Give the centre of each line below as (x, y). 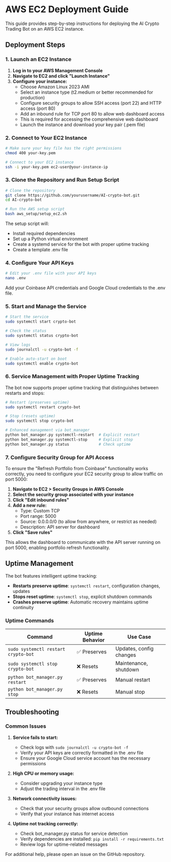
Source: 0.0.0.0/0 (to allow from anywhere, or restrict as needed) (88, 522)
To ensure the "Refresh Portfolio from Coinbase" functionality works (77, 469)
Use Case (139, 637)
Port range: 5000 (38, 516)
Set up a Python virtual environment (50, 239)
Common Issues (26, 726)
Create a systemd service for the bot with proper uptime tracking (81, 244)
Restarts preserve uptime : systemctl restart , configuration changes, (86, 586)
